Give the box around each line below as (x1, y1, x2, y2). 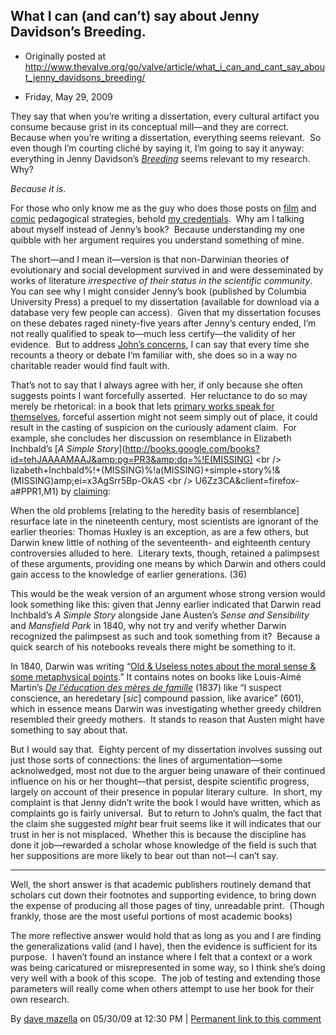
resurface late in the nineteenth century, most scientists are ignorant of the (10, 515, 319, 527)
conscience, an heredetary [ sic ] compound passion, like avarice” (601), (10, 692, 305, 704)
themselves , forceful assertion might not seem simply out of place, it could (10, 410, 318, 423)
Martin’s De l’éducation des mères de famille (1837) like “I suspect (10, 681, 282, 693)
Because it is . (10, 182, 67, 194)
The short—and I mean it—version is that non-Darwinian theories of (10, 253, 290, 265)
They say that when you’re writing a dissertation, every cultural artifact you (10, 110, 320, 122)
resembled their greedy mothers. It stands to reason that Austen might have (10, 713, 325, 725)
